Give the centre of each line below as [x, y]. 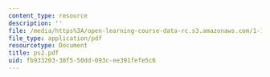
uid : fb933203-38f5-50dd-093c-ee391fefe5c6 [82, 61]
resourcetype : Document [48, 46]
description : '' [35, 23]
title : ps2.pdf [34, 53]
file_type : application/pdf [55, 38]
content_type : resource [48, 16]
